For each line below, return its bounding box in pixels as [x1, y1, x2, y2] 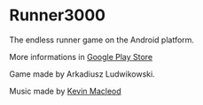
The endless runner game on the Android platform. [9, 34, 195, 45]
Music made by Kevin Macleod [9, 86, 121, 96]
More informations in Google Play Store [9, 51, 153, 62]
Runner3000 [9, 5, 106, 26]
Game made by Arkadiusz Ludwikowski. [9, 68, 155, 79]
